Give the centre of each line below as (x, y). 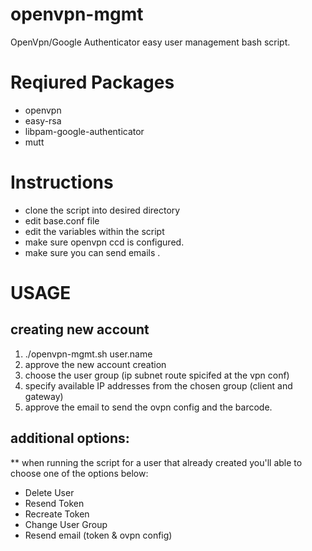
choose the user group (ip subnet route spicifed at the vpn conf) (157, 375)
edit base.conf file (62, 220)
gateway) (44, 396)
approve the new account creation (95, 364)
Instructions (62, 182)
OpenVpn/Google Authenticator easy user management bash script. (150, 42)
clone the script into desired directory (102, 210)
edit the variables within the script (94, 231)
